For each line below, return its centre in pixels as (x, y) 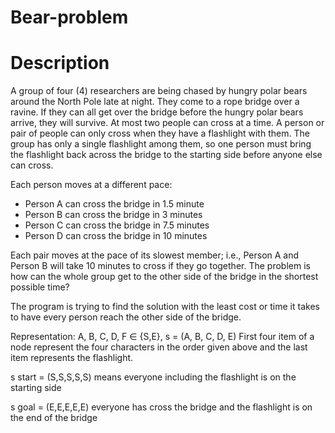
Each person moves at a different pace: (91, 185)
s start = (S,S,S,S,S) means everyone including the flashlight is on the (153, 377)
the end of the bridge (54, 418)
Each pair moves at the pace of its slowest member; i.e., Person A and (155, 255)
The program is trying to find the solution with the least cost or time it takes (165, 307)
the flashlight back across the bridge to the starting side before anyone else (166, 155)
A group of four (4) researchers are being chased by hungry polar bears (159, 91)
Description (60, 63)
